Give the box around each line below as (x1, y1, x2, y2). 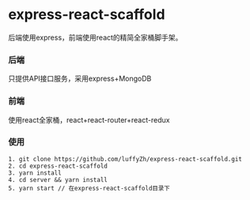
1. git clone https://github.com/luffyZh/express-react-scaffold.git (8, 155, 243, 163)
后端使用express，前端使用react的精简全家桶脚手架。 (8, 32, 183, 42)
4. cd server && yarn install (8, 175, 108, 183)
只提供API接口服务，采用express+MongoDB (8, 74, 152, 84)
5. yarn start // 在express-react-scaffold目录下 (8, 184, 170, 192)
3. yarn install (8, 168, 62, 177)
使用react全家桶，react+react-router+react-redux (8, 115, 170, 124)
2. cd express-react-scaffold (8, 162, 108, 170)
